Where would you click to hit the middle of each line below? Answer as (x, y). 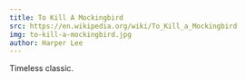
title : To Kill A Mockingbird (67, 18)
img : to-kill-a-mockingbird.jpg (70, 34)
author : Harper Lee (46, 43)
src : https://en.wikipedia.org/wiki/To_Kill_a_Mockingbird (123, 26)
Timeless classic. (42, 68)
